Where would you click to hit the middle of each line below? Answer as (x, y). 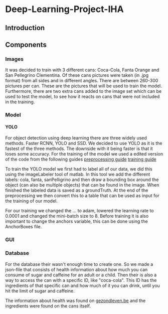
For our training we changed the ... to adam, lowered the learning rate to (79, 211)
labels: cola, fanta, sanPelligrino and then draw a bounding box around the (82, 180)
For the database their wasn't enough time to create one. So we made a (79, 264)
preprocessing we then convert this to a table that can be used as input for (82, 196)
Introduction (25, 28)
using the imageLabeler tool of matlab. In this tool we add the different (78, 175)
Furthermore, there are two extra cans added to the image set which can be (83, 91)
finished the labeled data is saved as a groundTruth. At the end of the (77, 190)
